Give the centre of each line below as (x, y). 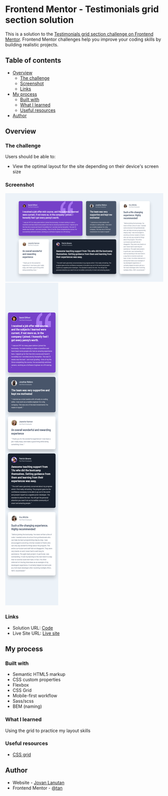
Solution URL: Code (33, 628)
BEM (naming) (27, 706)
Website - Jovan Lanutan (38, 782)
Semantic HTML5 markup (39, 675)
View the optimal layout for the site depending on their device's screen (86, 166)
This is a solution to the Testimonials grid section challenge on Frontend (79, 34)
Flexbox (21, 685)
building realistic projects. (32, 44)
